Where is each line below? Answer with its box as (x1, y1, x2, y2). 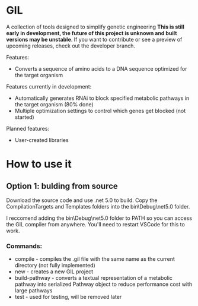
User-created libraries (14, 136, 69, 143)
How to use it (6, 157, 72, 171)
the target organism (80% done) (14, 100, 94, 108)
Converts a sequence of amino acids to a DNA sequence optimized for (14, 65, 187, 72)
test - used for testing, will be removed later (14, 294, 122, 301)
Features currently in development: (6, 83, 92, 90)
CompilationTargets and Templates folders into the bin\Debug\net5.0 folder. (6, 203, 190, 210)
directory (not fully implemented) (14, 262, 96, 269)
